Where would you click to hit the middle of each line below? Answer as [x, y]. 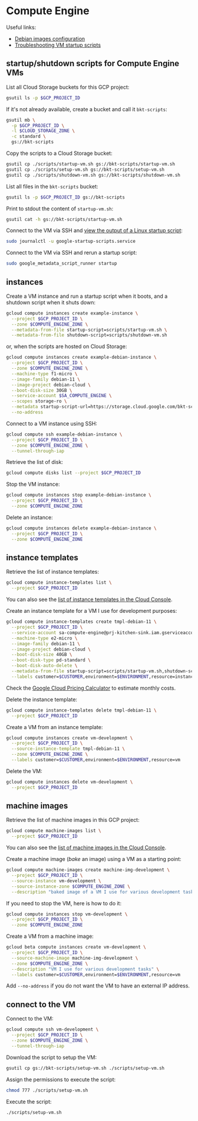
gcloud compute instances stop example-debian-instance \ [79, 495]
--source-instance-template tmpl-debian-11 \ [68, 749]
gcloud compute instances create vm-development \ [70, 738]
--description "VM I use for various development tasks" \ [85, 969]
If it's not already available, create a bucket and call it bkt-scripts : [87, 109]
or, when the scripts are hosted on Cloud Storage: [67, 346]
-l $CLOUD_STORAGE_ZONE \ [43, 131]
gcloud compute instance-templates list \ [59, 583]
